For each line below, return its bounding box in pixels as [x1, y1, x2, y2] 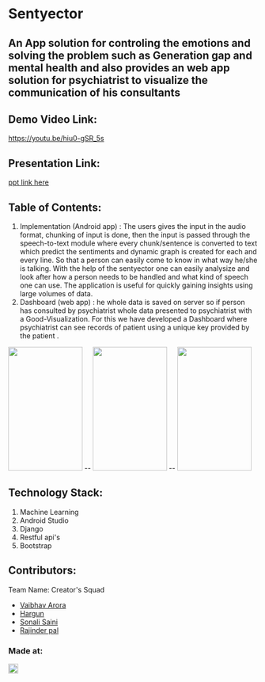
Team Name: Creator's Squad [8, 585, 105, 594]
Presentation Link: [8, 156, 100, 170]
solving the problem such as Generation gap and [8, 48, 253, 62]
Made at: [8, 645, 44, 656]
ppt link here [8, 177, 49, 187]
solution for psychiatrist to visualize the [8, 73, 208, 87]
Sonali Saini [19, 617, 58, 627]
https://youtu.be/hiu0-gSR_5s [8, 134, 104, 143]
